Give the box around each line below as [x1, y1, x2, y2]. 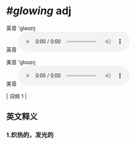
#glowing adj [6, 4, 71, 18]
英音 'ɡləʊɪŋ [6, 24, 36, 31]
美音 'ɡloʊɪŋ [6, 58, 36, 66]
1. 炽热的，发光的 [6, 131, 54, 139]
